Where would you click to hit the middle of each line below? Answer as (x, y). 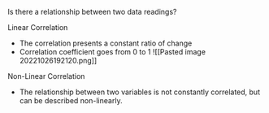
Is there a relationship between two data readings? (92, 12)
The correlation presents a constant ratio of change (106, 43)
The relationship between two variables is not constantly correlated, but (140, 92)
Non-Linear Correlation (46, 76)
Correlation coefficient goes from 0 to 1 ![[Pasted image (113, 52)
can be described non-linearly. (71, 100)
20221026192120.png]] (58, 61)
